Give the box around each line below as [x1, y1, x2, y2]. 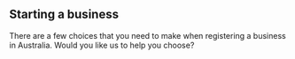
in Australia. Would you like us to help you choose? [9, 40, 195, 50]
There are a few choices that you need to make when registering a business [9, 30, 286, 41]
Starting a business [9, 7, 120, 22]
